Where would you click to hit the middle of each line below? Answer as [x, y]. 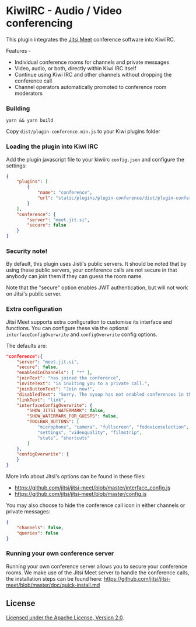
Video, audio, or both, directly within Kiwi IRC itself [75, 68]
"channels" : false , [40, 527]
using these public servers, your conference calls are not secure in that [92, 270]
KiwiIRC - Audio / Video [64, 11]
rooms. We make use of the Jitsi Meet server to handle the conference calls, [98, 573]
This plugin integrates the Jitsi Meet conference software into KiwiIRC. [91, 39]
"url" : [45, 198]
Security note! [27, 251]
